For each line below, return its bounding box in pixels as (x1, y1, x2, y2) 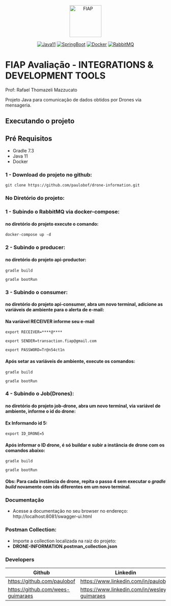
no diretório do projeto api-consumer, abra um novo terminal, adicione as (5, 301, 163, 307)
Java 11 (12, 153, 28, 160)
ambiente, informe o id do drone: (5, 408, 76, 414)
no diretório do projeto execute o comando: (5, 221, 99, 227)
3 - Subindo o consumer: (5, 288, 68, 296)
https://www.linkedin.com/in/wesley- (80, 586, 170, 593)
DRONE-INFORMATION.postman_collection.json (12, 543, 118, 549)
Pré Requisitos (5, 134, 52, 143)
